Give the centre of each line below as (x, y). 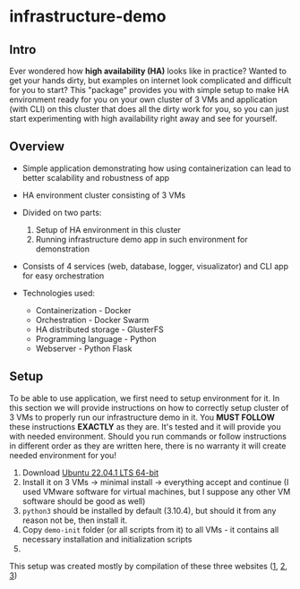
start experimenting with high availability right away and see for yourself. (143, 119)
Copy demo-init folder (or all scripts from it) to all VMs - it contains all (150, 529)
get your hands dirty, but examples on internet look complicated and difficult (150, 81)
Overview (37, 146)
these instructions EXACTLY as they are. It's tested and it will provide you (145, 426)
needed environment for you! (63, 455)
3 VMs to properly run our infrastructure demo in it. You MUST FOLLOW (142, 417)
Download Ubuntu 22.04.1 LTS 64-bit (90, 473)
